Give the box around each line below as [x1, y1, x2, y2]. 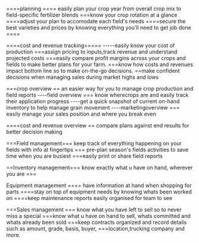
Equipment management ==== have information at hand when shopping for [6, 182, 192, 189]
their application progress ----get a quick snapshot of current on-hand [6, 98, 180, 105]
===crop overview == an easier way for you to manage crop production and [6, 85, 194, 92]
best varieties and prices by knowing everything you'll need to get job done [6, 24, 192, 31]
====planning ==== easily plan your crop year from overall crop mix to [6, 5, 182, 12]
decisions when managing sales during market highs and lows [6, 74, 159, 80]
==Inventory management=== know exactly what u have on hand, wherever [6, 164, 193, 171]
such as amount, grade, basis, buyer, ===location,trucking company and [6, 225, 185, 232]
